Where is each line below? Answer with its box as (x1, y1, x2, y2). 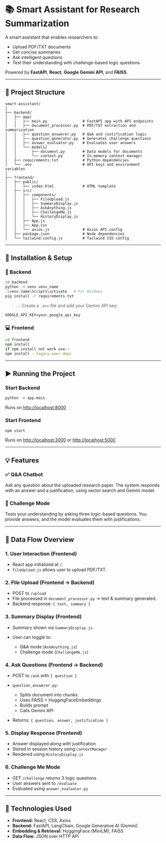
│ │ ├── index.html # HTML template (5, 184, 116, 189)
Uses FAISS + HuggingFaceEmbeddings (19, 697, 101, 703)
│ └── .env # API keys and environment (5, 162, 140, 167)
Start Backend (5, 384, 41, 391)
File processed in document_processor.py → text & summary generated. (12, 595, 157, 602)
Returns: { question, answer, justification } (12, 717, 109, 723)
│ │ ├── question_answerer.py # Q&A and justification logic (5, 132, 147, 137)
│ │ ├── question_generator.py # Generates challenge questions (5, 136, 152, 141)
